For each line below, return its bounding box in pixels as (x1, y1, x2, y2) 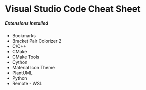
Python (12, 75, 27, 81)
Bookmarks (12, 33, 36, 39)
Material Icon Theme (12, 65, 55, 71)
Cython (12, 59, 28, 65)
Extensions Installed (5, 20, 48, 26)
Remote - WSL (12, 81, 43, 87)
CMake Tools (12, 54, 40, 60)
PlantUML (12, 70, 33, 76)
